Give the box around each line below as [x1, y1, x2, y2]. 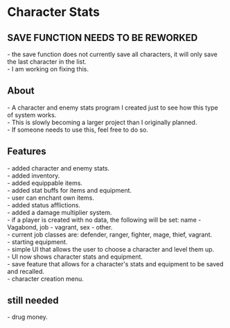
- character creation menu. [7, 275, 85, 283]
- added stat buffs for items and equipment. [7, 186, 132, 194]
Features [7, 146, 46, 157]
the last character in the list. [7, 58, 87, 66]
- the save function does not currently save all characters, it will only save [7, 50, 218, 58]
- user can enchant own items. [7, 193, 95, 202]
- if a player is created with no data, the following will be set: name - [7, 216, 202, 224]
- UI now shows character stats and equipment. [7, 252, 143, 261]
